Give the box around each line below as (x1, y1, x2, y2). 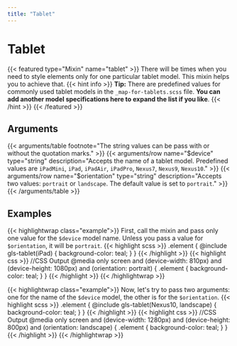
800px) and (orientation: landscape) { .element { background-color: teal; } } (7, 323, 228, 332)
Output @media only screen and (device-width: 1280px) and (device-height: (7, 315, 231, 324)
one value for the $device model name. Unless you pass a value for (7, 234, 204, 242)
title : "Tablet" (7, 10, 55, 18)
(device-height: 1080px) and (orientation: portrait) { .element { (7, 264, 189, 273)
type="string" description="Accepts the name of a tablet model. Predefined (7, 157, 228, 166)
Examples (7, 207, 52, 220)
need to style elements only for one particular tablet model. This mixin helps (7, 72, 230, 80)
